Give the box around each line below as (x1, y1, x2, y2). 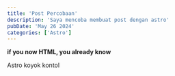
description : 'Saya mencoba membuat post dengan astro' (7, 16, 170, 23)
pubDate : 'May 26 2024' (7, 23, 75, 29)
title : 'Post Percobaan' (7, 10, 78, 17)
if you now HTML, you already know (7, 48, 111, 56)
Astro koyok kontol (7, 61, 60, 69)
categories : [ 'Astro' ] (7, 29, 72, 36)
